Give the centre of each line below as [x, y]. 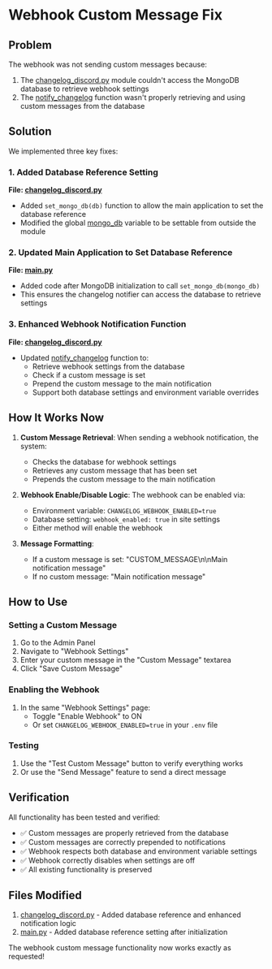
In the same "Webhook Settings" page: [85, 707]
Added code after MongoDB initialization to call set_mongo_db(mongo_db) [140, 286]
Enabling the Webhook [54, 690]
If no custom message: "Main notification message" [119, 576]
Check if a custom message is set [89, 374]
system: [33, 446]
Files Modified [45, 895]
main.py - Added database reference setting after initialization [124, 932]
